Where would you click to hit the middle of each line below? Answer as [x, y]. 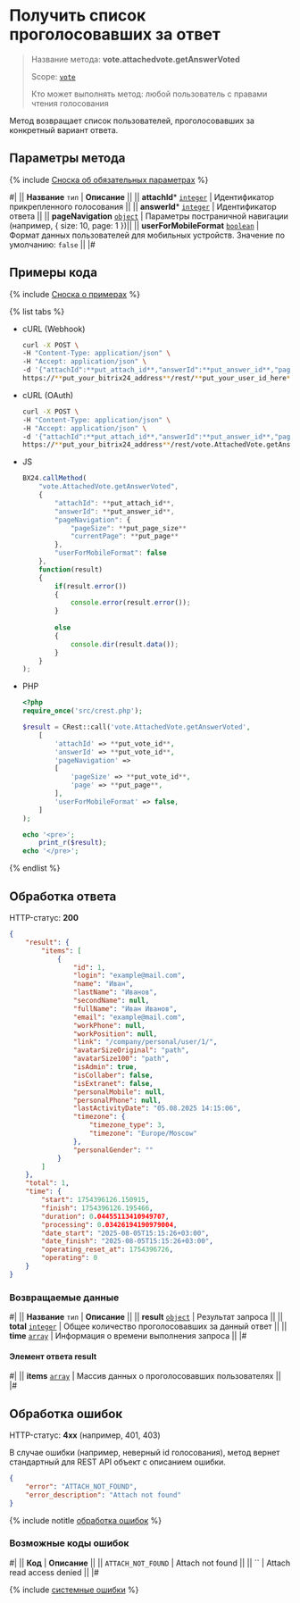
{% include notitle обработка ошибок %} [86, 1520]
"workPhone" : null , [109, 1025]
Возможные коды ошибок [69, 1543]
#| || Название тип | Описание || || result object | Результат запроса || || [146, 1317]
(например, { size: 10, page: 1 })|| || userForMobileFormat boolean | [134, 225]
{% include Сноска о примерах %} [75, 294]
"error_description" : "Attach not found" [103, 1495]
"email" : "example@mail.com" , [129, 1017]
